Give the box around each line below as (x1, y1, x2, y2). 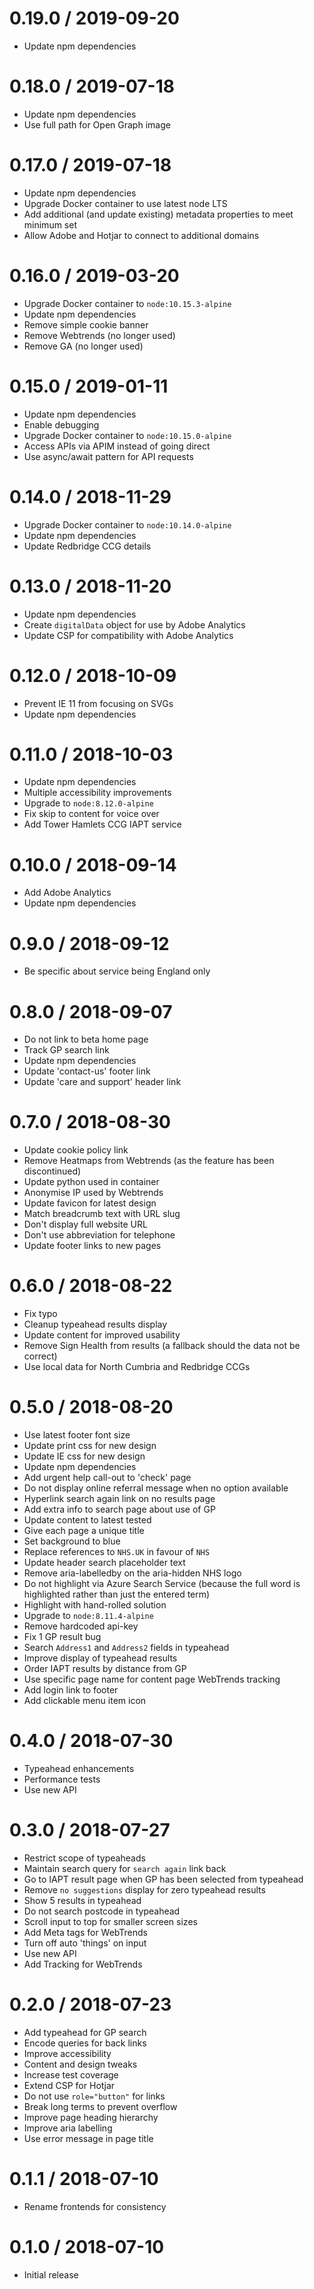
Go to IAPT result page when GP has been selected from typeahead (23, 1873, 304, 1885)
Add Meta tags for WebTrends (23, 1926, 148, 1938)
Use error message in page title (23, 2132, 154, 2144)
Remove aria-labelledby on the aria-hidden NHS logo (23, 1567, 242, 1579)
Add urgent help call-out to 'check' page (23, 1472, 192, 1484)
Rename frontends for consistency (23, 2200, 167, 2212)
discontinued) (23, 1165, 82, 1177)
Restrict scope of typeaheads (23, 1852, 146, 1864)
